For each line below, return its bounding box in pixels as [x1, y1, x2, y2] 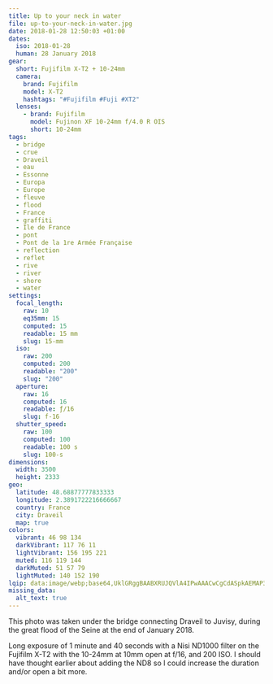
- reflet [15, 254, 45, 262]
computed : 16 [23, 398, 67, 406]
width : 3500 [15, 465, 57, 474]
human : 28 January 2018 [15, 50, 96, 58]
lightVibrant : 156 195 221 [15, 549, 107, 557]
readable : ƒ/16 [23, 405, 75, 413]
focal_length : [15, 299, 63, 307]
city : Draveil [15, 511, 63, 519]
